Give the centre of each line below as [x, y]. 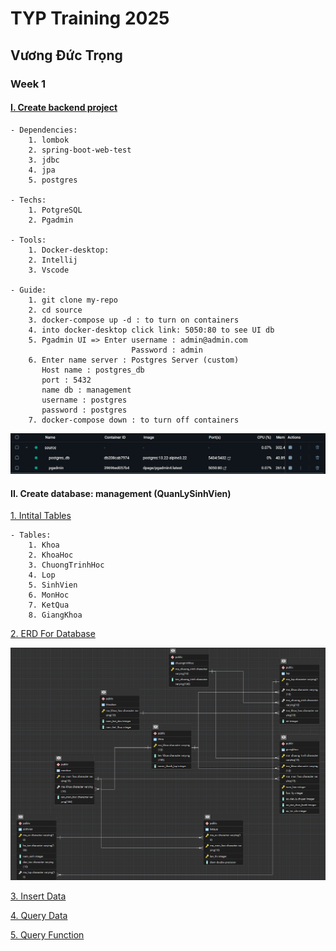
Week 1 [28, 84]
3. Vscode [49, 270]
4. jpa [42, 170]
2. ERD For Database [53, 634]
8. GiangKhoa [55, 615]
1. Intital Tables [41, 516]
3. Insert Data [38, 896]
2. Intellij [53, 260]
